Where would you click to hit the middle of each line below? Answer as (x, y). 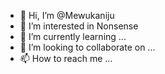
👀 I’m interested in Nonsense (79, 26)
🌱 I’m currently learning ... (73, 36)
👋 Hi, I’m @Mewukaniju (67, 15)
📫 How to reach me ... (66, 58)
